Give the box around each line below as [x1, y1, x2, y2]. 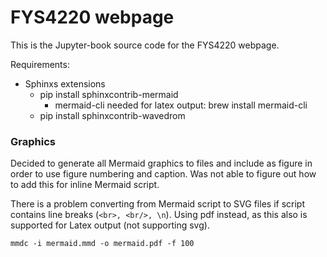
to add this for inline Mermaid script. [10, 179, 160, 191]
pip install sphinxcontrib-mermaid [39, 88, 179, 100]
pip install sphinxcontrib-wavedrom [39, 109, 186, 121]
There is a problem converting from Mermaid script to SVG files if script [10, 198, 305, 210]
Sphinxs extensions [24, 77, 106, 90]
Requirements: [10, 58, 70, 70]
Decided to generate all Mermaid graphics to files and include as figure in [10, 157, 313, 170]
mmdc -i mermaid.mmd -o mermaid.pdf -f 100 [10, 239, 195, 249]
